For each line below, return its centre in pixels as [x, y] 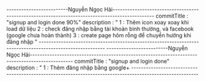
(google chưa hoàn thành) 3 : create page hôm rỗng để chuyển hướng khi [99, 35]
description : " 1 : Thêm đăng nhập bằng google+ [68, 68]
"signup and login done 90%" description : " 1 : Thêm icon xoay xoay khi [98, 22]
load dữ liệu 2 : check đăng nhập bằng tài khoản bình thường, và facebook [100, 29]
